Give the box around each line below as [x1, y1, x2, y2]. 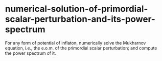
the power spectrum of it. [5, 50, 56, 56]
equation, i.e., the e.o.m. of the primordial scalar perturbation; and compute [5, 45, 158, 51]
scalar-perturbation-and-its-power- [5, 14, 156, 25]
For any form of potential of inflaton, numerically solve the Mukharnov [5, 40, 146, 46]
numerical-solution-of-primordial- [5, 3, 148, 15]
